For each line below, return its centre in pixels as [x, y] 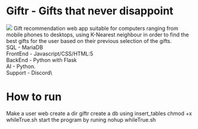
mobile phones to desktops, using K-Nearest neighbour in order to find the [98, 35]
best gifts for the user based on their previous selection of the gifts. [89, 41]
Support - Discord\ [29, 72]
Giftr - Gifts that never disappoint [90, 11]
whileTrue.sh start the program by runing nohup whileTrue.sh [81, 119]
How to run [34, 97]
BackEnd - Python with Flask [41, 60]
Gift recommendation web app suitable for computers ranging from [96, 28]
